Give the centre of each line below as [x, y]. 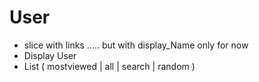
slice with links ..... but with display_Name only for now [136, 45]
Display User [50, 55]
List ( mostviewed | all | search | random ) [109, 66]
